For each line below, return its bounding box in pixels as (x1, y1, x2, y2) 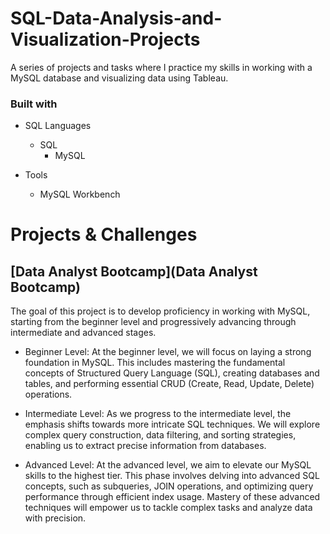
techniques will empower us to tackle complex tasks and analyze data (24, 502, 313, 514)
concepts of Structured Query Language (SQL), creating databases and (24, 367, 320, 379)
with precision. (24, 512, 87, 524)
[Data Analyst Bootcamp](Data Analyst (10, 263, 258, 280)
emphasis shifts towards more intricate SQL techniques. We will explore (24, 418, 321, 431)
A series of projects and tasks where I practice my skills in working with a (10, 61, 313, 73)
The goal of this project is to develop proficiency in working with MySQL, (10, 305, 311, 317)
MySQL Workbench (39, 188, 121, 201)
